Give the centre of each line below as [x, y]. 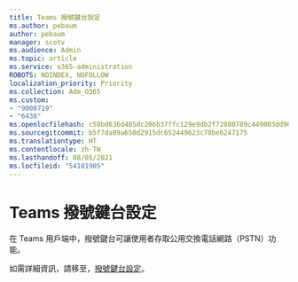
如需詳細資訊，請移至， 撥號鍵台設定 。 [79, 269]
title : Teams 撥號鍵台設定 [55, 17]
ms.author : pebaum [43, 26]
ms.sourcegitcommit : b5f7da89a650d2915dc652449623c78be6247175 [129, 133]
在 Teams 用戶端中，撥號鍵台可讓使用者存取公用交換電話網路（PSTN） [139, 239]
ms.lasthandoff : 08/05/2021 [61, 157]
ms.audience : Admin [45, 51]
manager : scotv [37, 42]
